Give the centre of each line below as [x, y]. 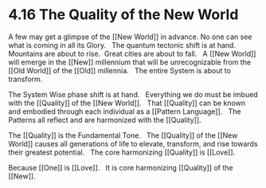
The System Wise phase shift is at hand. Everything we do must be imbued [133, 94]
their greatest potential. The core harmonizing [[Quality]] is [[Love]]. [122, 152]
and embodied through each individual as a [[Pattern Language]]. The [125, 111]
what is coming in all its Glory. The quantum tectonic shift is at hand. [122, 45]
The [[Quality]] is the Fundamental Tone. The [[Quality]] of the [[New [123, 135]
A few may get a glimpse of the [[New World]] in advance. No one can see [130, 37]
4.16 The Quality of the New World [123, 15]
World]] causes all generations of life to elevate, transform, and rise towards [133, 143]
